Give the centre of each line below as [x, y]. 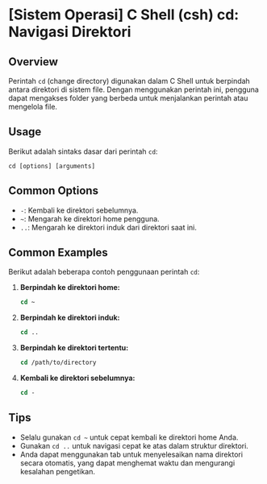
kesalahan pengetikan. [57, 471]
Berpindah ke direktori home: [70, 288]
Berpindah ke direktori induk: [70, 318]
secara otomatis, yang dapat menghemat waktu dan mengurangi [127, 463]
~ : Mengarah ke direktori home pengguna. [90, 218]
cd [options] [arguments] [52, 166]
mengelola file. [33, 107]
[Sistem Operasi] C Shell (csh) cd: [124, 15]
